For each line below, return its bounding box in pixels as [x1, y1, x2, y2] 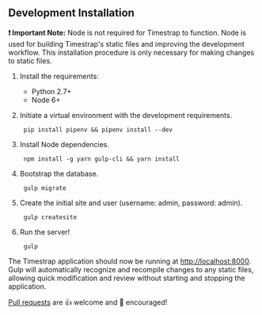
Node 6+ [31, 95, 61, 104]
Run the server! [19, 227, 70, 237]
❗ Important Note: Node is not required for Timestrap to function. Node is [8, 28, 247, 37]
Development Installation [8, 6, 135, 20]
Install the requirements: [19, 71, 99, 81]
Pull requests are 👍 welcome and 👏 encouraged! [8, 297, 168, 307]
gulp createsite [23, 213, 78, 221]
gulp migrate [23, 184, 66, 192]
